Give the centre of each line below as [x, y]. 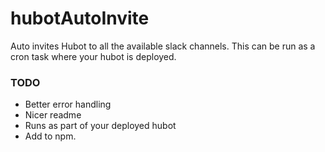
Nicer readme [53, 115]
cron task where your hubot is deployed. [93, 56]
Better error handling [68, 104]
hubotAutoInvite [80, 18]
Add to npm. [50, 136]
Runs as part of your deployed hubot [100, 126]
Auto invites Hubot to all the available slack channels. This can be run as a [163, 46]
